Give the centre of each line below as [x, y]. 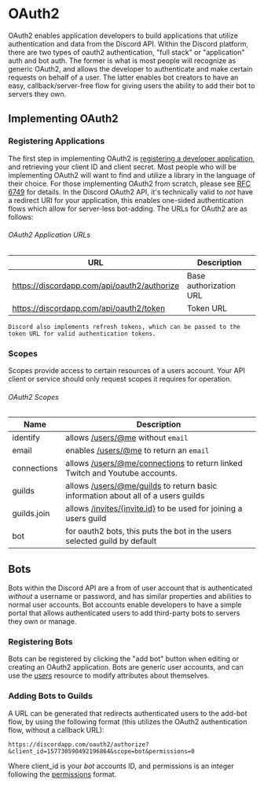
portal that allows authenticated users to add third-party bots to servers [124, 613]
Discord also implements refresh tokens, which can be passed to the [125, 327]
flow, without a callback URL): [56, 730]
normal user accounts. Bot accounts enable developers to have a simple [125, 605]
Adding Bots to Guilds [50, 696]
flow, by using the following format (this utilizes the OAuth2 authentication [128, 722]
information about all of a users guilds [135, 496]
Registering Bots [40, 642]
